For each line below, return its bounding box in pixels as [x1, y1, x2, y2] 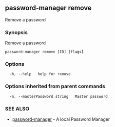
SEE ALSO [5, 105, 30, 112]
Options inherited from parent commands [5, 83, 106, 90]
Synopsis [5, 29, 28, 36]
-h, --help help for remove [9, 72, 71, 77]
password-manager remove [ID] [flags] [5, 50, 84, 54]
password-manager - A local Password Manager [12, 116, 110, 122]
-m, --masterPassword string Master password [9, 94, 108, 99]
